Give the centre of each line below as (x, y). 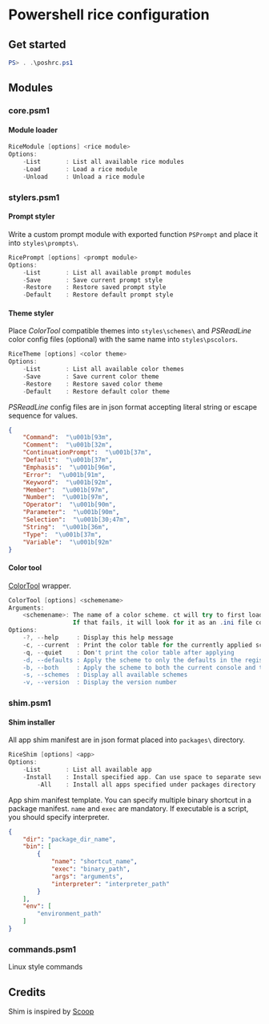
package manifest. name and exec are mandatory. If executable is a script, (128, 808)
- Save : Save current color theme (91, 376)
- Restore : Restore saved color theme (92, 384)
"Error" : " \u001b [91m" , (64, 475)
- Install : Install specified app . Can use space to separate (134, 777)
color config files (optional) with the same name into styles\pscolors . (123, 340)
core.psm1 (29, 111)
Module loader (33, 129)
